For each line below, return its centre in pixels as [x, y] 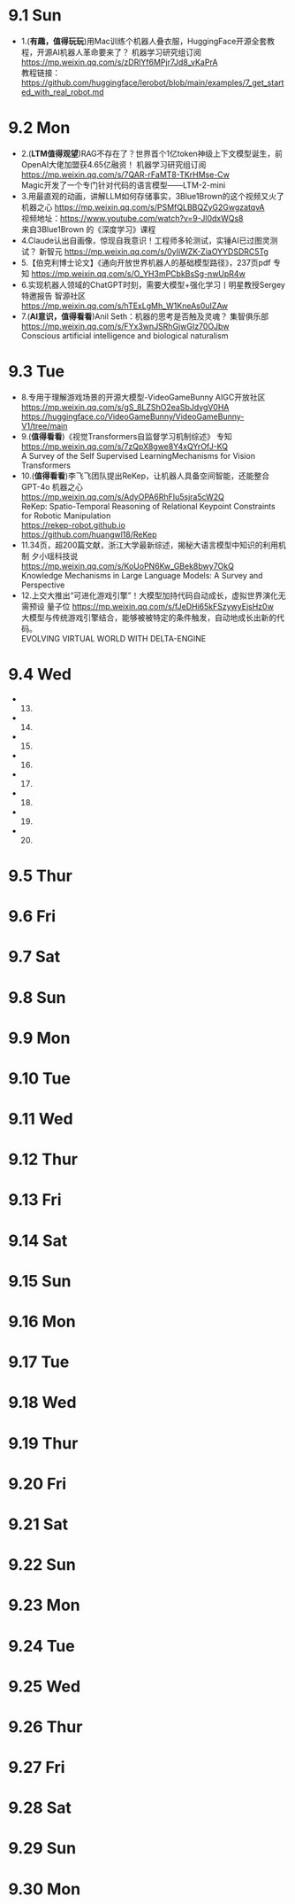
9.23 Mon [44, 1605]
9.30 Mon [45, 1889]
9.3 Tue [37, 372]
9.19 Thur [43, 1443]
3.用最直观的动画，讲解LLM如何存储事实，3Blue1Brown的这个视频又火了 [152, 196]
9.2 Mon [39, 128]
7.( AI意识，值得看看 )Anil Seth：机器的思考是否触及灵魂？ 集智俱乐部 [145, 316]
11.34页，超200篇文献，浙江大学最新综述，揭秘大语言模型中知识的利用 [150, 545]
